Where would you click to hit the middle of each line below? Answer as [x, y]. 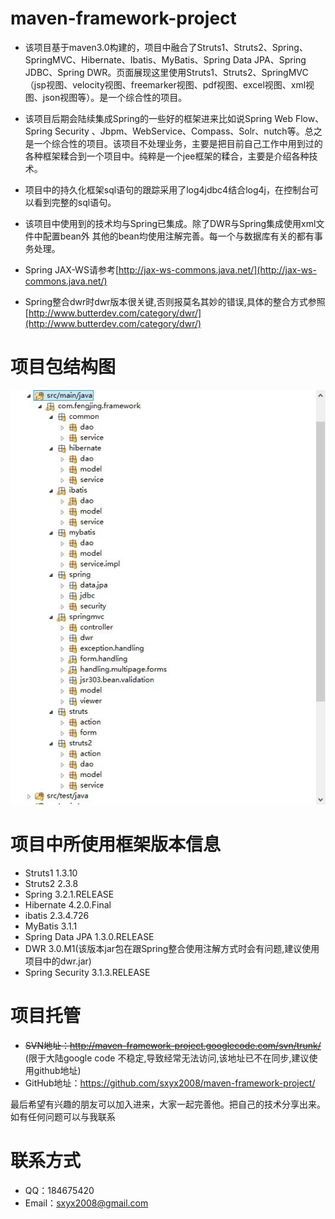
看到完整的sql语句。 [75, 202]
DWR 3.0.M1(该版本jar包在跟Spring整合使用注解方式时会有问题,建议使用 [172, 949]
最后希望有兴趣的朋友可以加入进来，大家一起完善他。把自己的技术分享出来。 [168, 1104]
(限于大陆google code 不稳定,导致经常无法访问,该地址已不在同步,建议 [167, 1058]
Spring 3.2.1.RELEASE [69, 894]
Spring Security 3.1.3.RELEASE [87, 973]
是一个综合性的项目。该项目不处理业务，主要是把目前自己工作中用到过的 [173, 143]
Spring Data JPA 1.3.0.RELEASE [89, 937]
